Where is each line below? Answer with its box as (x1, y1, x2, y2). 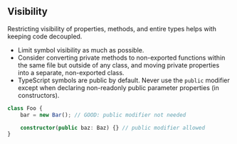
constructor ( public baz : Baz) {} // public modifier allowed (20, 124, 205, 131)
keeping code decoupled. (7, 32, 83, 40)
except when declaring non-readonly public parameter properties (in (17, 83, 219, 92)
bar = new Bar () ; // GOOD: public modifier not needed (20, 111, 186, 118)
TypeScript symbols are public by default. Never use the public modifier (17, 76, 230, 84)
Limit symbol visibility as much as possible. (17, 45, 144, 54)
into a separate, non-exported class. (17, 68, 125, 77)
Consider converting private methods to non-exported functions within (17, 53, 226, 62)
